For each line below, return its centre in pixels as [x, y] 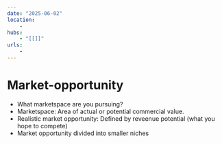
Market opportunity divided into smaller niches [83, 133]
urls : [15, 45]
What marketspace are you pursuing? [70, 104]
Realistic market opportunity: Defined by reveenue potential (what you [116, 118]
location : [21, 20]
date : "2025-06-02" [35, 13]
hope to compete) [42, 126]
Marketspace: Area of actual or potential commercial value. [100, 111]
